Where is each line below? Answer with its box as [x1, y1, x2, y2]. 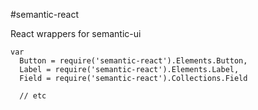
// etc [19, 91, 47, 101]
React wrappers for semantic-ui [10, 28, 142, 39]
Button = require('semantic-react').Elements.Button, [19, 56, 248, 66]
